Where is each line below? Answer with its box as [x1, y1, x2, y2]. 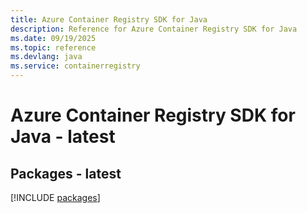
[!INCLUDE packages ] [10, 192, 101, 203]
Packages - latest [10, 165, 122, 182]
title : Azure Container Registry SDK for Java [10, 14, 208, 25]
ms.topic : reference [10, 42, 97, 53]
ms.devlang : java [10, 52, 83, 62]
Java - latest [10, 126, 116, 148]
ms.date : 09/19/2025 [10, 33, 97, 43]
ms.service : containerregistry [10, 61, 141, 71]
